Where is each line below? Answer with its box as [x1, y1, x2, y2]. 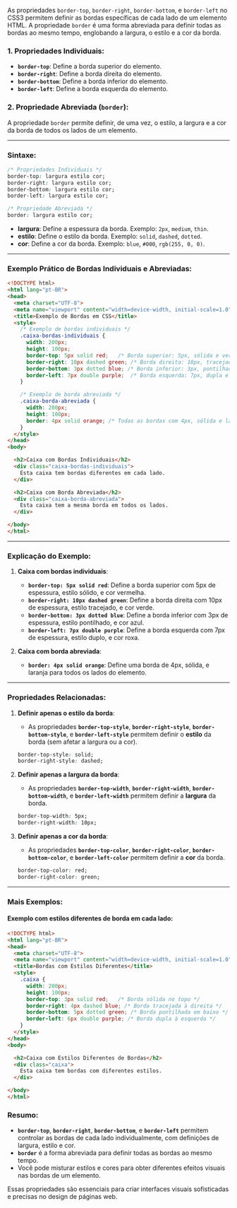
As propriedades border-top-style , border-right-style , [28, 722, 192, 730]
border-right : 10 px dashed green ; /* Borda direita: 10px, [25, 358, 203, 366]
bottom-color [28, 855, 67, 862]
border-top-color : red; [17, 867, 88, 875]
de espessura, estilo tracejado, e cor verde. [28, 603, 155, 612]
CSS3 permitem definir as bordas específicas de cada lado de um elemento [7, 13, 227, 22]
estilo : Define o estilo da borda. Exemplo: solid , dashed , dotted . [17, 232, 202, 241]
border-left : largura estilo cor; [7, 192, 109, 200]
